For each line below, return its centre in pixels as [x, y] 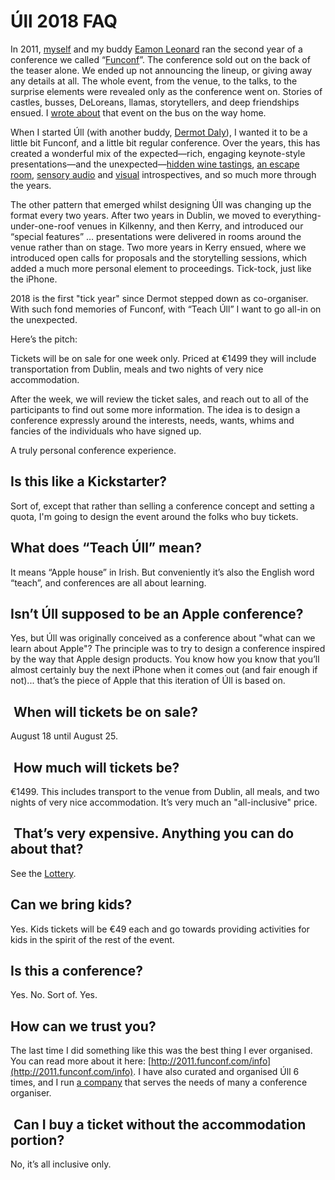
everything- [297, 215]
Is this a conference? [76, 971]
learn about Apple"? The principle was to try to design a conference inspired [168, 649]
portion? [37, 1140]
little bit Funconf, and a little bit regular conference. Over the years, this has [165, 142]
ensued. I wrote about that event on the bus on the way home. [138, 112]
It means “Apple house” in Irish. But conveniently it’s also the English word [162, 572]
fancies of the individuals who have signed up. [106, 431]
